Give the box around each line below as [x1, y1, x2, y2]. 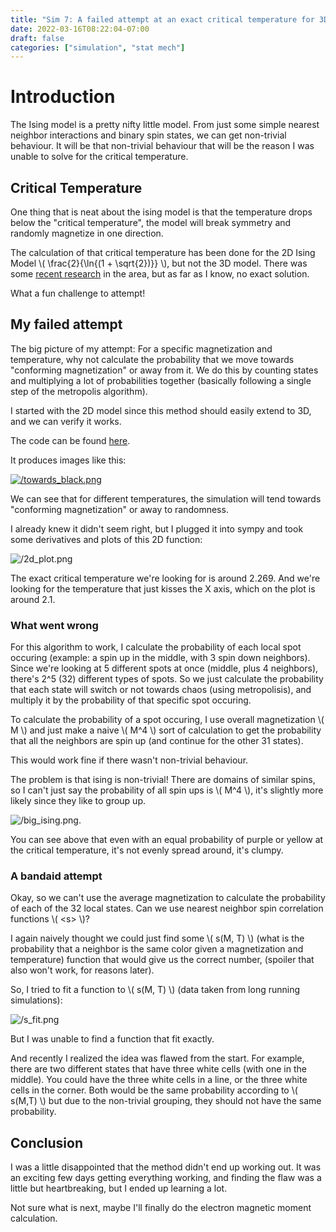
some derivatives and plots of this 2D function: [10, 533, 203, 545]
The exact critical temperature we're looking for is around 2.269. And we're [10, 572, 321, 584]
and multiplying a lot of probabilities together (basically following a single [10, 374, 312, 386]
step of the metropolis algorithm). [10, 385, 148, 397]
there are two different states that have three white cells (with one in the [10, 1063, 307, 1075]
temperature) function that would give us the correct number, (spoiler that [10, 954, 315, 966]
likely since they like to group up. [10, 795, 146, 807]
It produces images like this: [10, 454, 127, 466]
